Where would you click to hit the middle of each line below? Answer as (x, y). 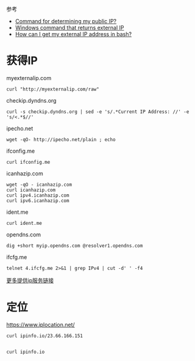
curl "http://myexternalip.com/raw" (53, 89)
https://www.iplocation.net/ (41, 324)
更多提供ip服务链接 (30, 280)
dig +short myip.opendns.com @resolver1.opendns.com (75, 246)
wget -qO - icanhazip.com (39, 184)
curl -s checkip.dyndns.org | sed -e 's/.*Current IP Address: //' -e (98, 112)
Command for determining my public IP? (66, 21)
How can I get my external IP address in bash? (73, 34)
